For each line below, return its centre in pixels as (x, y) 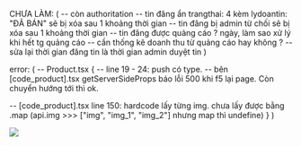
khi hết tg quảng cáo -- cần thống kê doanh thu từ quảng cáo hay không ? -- (151, 42)
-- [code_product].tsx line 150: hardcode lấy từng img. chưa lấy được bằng (147, 106)
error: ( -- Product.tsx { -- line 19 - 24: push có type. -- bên (119, 69)
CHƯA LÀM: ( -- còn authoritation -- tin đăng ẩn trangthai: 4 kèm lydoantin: (148, 14)
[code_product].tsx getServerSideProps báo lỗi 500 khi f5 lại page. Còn (142, 79)
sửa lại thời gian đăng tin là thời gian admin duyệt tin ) (108, 52)
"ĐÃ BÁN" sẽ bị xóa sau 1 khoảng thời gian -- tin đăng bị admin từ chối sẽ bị (150, 23)
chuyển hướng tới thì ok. (54, 88)
